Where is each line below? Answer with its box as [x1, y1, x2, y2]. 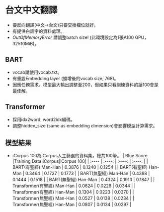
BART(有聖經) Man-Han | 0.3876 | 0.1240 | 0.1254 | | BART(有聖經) [12, 164, 148, 170]
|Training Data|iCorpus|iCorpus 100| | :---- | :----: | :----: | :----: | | [12, 158, 148, 164]
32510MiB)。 [12, 40, 39, 46]
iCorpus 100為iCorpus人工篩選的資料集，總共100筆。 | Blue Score [12, 153, 148, 159]
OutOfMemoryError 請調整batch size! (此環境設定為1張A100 [12, 34, 134, 40]
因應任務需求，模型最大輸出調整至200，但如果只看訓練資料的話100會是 [12, 82, 159, 88]
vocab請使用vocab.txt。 [12, 69, 62, 75]
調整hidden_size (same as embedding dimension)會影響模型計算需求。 [12, 122, 158, 128]
